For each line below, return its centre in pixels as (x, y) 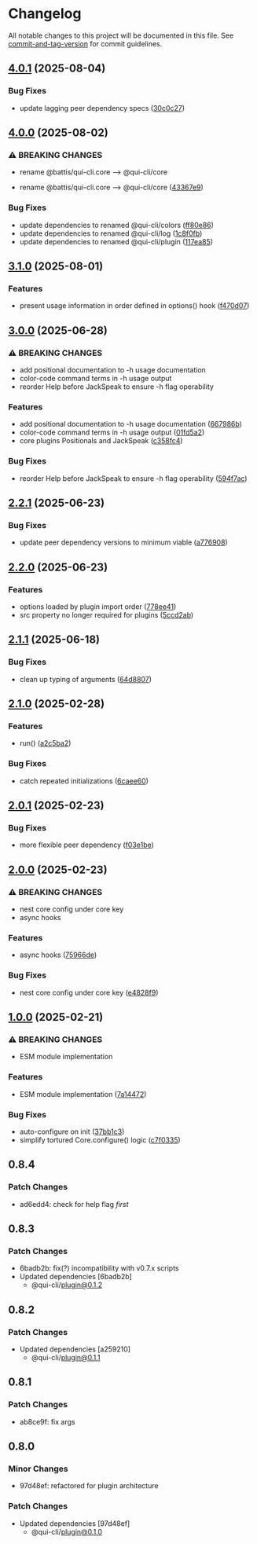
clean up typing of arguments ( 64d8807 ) (85, 679)
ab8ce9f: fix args (47, 1421)
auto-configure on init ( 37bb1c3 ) (72, 1131)
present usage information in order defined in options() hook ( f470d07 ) (134, 306)
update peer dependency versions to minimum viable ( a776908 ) (123, 542)
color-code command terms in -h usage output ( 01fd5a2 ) (112, 432)
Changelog (45, 14)
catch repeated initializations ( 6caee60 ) (84, 781)
